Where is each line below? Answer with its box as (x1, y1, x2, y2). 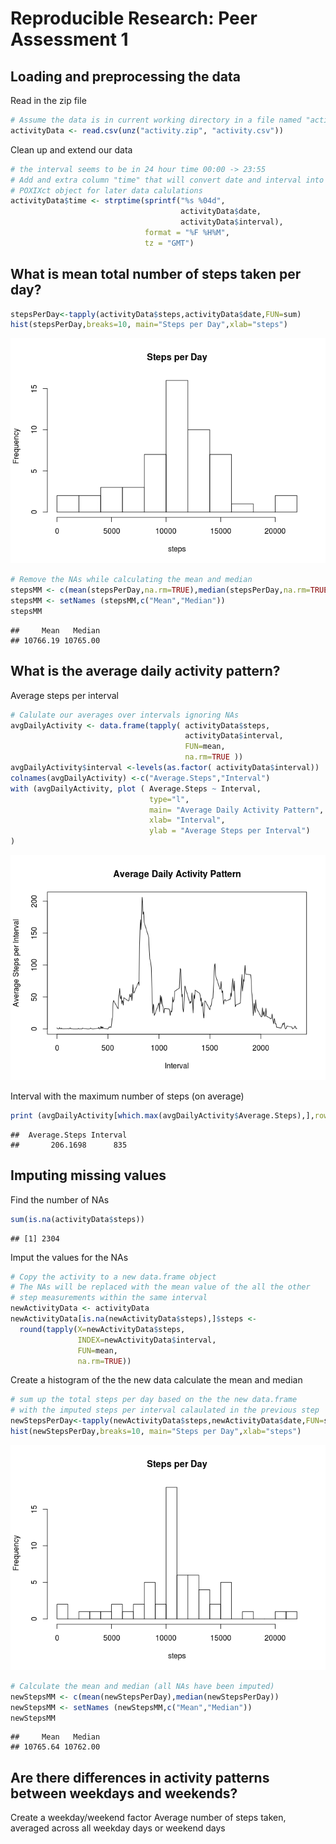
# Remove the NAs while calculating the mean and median (10, 575, 253, 585)
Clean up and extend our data (10, 143, 133, 156)
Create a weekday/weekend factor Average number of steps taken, (10, 1812, 287, 1824)
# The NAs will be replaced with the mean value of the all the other (10, 1282, 311, 1292)
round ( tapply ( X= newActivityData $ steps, (19, 1324, 186, 1334)
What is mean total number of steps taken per (10, 266, 302, 283)
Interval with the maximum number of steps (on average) (10, 1090, 245, 1102)
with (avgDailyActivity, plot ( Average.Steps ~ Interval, (10, 783, 262, 794)
